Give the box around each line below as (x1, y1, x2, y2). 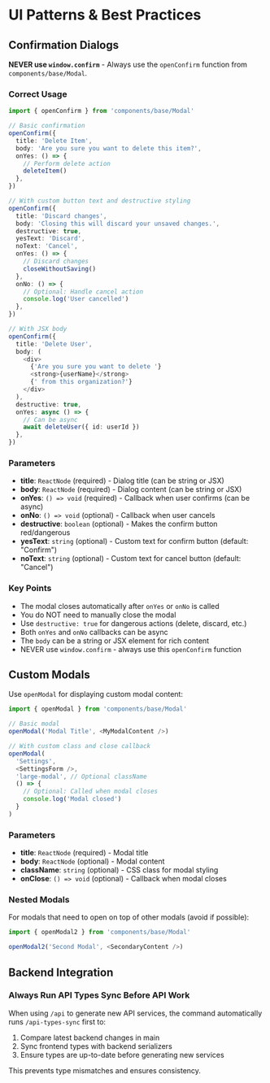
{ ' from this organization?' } (29, 378, 133, 386)
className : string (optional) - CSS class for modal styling (20, 865, 219, 875)
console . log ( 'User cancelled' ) (23, 295, 129, 303)
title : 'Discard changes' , (15, 211, 107, 220)
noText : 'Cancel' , (15, 242, 79, 250)
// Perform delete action (23, 159, 111, 167)
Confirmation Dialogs (8, 38, 120, 52)
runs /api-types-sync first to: (8, 1016, 107, 1026)
